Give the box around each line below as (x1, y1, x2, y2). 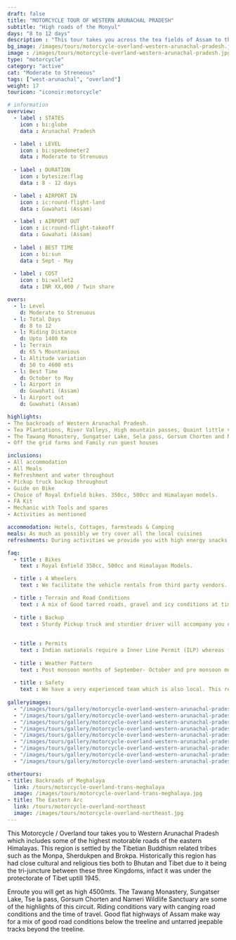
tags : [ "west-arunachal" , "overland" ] (7, 75, 121, 83)
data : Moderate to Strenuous (20, 153, 109, 160)
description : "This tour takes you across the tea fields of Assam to (7, 37, 221, 44)
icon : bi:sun (20, 250, 61, 257)
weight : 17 (7, 82, 39, 89)
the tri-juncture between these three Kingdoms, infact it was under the (7, 866, 212, 875)
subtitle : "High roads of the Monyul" (7, 23, 121, 30)
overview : (7, 108, 37, 115)
